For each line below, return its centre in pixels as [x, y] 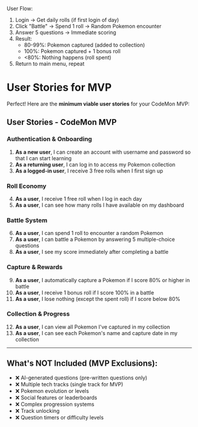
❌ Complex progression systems [55, 404]
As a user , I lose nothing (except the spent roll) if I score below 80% [98, 299]
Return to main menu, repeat [50, 64]
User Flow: [20, 9]
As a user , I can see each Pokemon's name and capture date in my [96, 333]
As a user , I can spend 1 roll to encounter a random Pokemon [89, 233]
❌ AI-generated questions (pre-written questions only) [81, 378]
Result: [24, 39]
